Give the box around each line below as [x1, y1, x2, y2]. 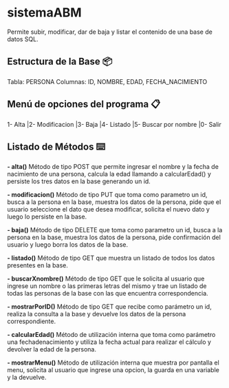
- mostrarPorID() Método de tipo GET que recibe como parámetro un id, [7, 303, 212, 311]
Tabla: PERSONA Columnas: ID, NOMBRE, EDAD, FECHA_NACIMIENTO [7, 77, 208, 85]
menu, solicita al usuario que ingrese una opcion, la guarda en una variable [7, 366, 220, 374]
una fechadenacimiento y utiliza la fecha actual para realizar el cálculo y [7, 338, 212, 346]
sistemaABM [7, 5, 82, 21]
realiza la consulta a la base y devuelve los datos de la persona [7, 310, 186, 318]
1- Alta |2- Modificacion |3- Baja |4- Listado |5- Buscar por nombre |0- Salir [7, 120, 221, 128]
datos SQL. [7, 34, 39, 43]
